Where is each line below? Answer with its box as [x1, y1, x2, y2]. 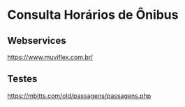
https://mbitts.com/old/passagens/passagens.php [7, 91, 151, 100]
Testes [7, 73, 38, 85]
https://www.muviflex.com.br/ [7, 53, 93, 61]
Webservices [7, 35, 66, 47]
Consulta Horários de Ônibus [7, 7, 179, 23]
